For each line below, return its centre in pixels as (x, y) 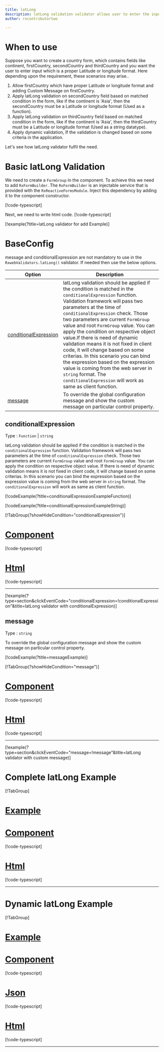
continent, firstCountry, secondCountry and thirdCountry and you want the (80, 66)
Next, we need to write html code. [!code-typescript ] (58, 215)
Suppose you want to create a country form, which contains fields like (75, 61)
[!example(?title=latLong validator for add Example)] (57, 224)
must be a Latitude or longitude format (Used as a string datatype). (79, 127)
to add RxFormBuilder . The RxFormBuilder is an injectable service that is (77, 186)
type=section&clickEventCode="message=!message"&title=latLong (73, 752)
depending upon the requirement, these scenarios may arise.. (67, 76)
